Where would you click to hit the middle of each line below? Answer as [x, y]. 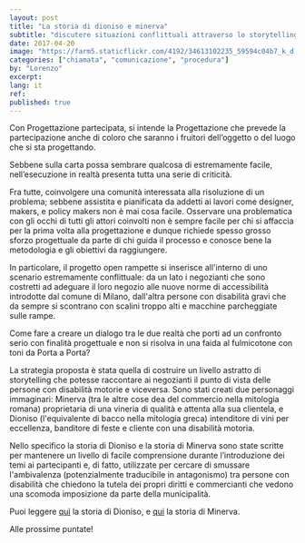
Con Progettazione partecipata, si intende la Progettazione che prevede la [148, 128]
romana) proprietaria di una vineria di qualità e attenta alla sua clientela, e [147, 409]
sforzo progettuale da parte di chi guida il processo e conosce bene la [141, 241]
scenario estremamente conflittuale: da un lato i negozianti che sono [138, 277]
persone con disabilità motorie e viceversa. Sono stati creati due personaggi [152, 390]
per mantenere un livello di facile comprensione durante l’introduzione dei [147, 456]
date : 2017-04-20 [42, 43]
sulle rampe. [33, 316]
